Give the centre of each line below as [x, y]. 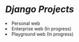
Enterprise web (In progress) [42, 28]
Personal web [26, 23]
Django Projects [40, 9]
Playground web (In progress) [43, 34]
